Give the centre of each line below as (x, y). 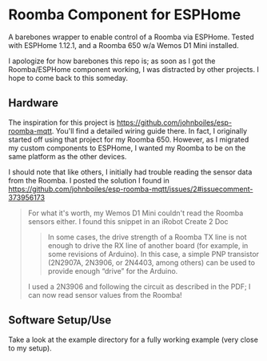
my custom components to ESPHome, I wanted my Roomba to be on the (127, 148)
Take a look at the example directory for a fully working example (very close (133, 339)
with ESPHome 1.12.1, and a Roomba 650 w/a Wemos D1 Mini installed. (124, 45)
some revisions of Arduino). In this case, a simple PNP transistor (153, 254)
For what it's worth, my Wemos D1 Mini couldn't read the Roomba (135, 213)
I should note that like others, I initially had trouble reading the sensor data (130, 172)
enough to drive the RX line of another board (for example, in (148, 245)
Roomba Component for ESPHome (125, 15)
